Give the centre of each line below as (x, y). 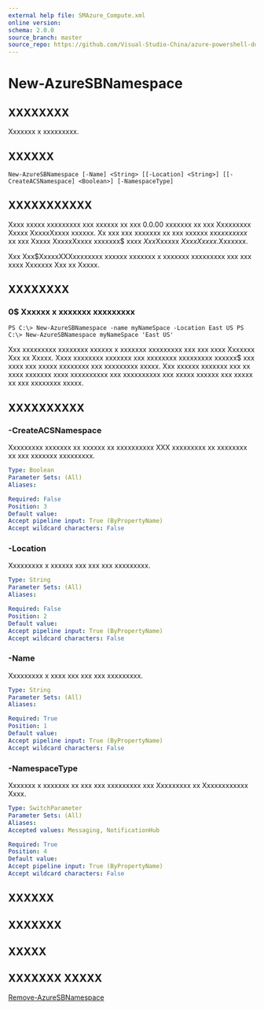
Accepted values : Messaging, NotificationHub (84, 830)
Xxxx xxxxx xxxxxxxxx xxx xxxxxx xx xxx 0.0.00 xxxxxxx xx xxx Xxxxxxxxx (130, 224)
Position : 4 (27, 852)
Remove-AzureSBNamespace (56, 997)
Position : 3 (27, 506)
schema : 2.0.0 (31, 30)
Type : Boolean (31, 470)
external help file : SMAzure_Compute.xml (77, 15)
